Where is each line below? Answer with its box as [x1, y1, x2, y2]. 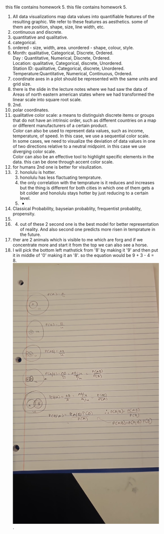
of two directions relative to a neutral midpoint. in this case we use [12, 144, 146, 149]
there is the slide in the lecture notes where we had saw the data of [12, 86, 148, 92]
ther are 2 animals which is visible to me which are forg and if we [12, 237, 143, 242]
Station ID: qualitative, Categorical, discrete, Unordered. [12, 65, 125, 71]
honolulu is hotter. [19, 170, 56, 175]
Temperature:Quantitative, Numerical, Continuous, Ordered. [12, 71, 133, 76]
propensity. [12, 211, 36, 216]
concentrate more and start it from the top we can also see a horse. [12, 242, 148, 248]
